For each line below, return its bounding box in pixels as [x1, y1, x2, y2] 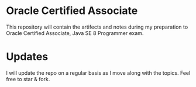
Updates [6, 50, 49, 64]
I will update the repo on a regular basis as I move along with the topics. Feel [6, 69, 191, 76]
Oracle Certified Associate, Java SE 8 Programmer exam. [6, 29, 144, 36]
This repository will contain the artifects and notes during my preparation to [6, 23, 188, 30]
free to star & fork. [6, 75, 50, 82]
